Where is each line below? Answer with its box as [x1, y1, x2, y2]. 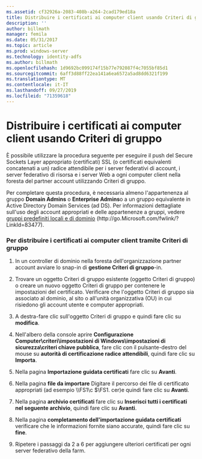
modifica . [14, 319, 40, 326]
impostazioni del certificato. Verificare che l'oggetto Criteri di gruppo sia [14, 288, 194, 296]
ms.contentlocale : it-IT [6, 82, 69, 88]
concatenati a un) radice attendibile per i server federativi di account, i [6, 164, 180, 172]
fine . [14, 429, 27, 436]
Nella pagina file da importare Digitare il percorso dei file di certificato [14, 379, 189, 387]
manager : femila [6, 31, 47, 37]
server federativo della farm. [14, 447, 86, 454]
